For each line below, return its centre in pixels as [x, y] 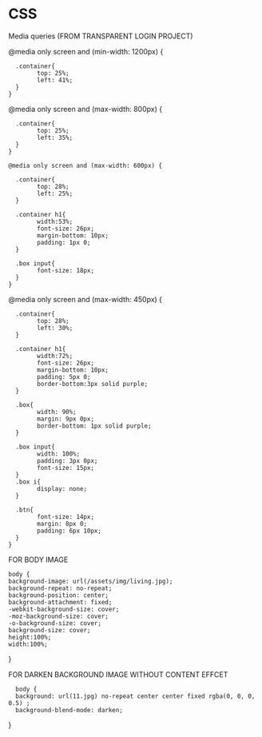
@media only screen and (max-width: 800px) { [85, 109]
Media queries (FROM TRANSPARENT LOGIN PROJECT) [101, 36]
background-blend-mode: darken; [69, 710]
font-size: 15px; [65, 468]
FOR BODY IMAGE [38, 560]
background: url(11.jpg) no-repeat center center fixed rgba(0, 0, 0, [135, 696]
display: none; [62, 488]
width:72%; [55, 356]
